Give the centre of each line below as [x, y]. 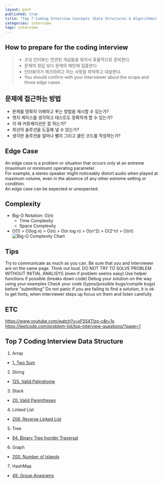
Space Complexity [38, 226]
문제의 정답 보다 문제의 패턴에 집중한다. [61, 66]
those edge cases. [43, 82]
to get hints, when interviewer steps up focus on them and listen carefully [78, 294]
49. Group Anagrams [33, 475]
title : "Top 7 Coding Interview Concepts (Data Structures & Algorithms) [81, 18]
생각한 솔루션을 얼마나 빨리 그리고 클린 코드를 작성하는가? [66, 135]
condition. [15, 183]
